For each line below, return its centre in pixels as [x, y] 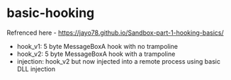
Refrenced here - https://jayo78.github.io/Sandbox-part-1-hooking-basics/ [115, 33]
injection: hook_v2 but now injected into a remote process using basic [119, 61]
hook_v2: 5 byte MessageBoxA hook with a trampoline [96, 54]
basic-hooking [51, 13]
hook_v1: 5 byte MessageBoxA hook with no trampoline [97, 46]
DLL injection [36, 69]
